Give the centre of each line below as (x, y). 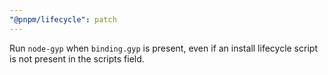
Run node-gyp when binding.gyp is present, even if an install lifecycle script (163, 48)
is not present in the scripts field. (77, 58)
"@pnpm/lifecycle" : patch (63, 19)
